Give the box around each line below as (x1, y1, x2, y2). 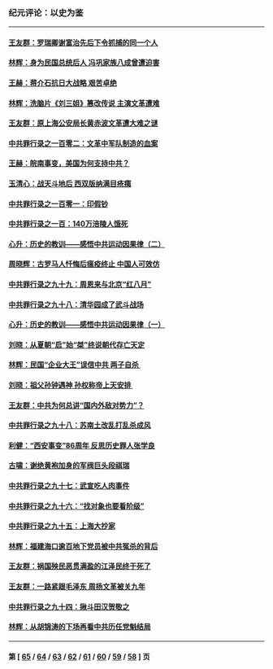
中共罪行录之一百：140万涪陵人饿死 (8, 219, 128, 229)
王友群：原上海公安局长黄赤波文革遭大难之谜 (8, 118, 158, 128)
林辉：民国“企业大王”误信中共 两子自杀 (8, 360, 140, 369)
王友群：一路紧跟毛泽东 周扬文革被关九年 (8, 581, 146, 591)
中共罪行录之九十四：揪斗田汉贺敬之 (8, 601, 130, 611)
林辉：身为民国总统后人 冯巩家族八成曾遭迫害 (8, 58, 160, 68)
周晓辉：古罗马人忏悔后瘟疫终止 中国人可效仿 (8, 259, 160, 269)
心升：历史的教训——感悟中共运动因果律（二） (8, 238, 165, 249)
